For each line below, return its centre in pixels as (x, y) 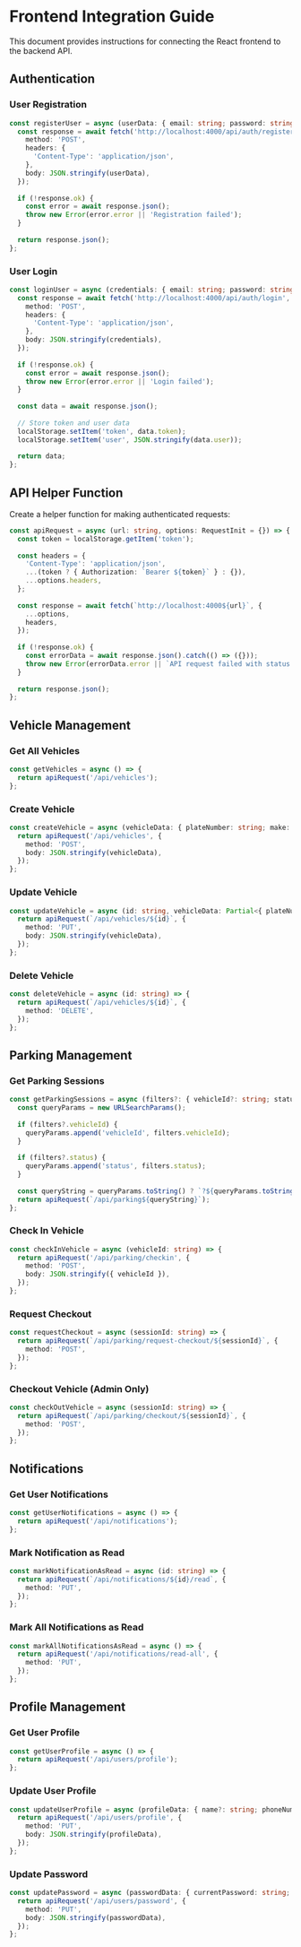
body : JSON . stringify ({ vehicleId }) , (98, 1275)
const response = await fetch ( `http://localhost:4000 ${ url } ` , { (140, 606)
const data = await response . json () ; (88, 407)
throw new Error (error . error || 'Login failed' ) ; (120, 381)
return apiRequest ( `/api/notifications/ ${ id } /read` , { (122, 1579)
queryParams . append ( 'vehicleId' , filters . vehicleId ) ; (128, 1133)
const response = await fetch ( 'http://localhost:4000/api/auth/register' (158, 132)
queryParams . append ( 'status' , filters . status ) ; (116, 1166)
